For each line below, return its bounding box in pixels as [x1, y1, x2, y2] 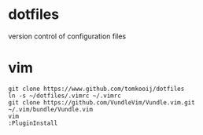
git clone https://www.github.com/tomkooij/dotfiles [8, 85, 185, 93]
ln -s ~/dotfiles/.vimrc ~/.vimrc [8, 92, 122, 100]
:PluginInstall [8, 119, 58, 127]
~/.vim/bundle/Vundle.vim [8, 105, 93, 113]
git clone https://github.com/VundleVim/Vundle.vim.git [8, 98, 195, 107]
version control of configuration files [8, 31, 127, 41]
